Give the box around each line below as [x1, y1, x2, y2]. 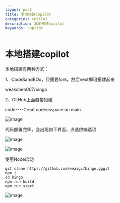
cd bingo [5, 175, 23, 180]
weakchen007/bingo [5, 86, 48, 92]
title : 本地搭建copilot [5, 12, 51, 17]
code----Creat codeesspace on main [5, 107, 81, 113]
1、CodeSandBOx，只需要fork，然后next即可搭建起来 [5, 76, 115, 82]
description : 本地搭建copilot [5, 21, 64, 26]
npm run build [5, 179, 35, 184]
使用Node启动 [5, 156, 34, 162]
